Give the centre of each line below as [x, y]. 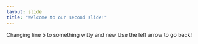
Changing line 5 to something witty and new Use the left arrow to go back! [99, 34]
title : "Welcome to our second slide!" [57, 17]
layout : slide [24, 12]
